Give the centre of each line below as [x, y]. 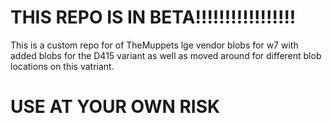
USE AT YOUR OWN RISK [115, 107]
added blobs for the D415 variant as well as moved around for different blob [166, 55]
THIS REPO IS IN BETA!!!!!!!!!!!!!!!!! [153, 17]
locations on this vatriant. [62, 66]
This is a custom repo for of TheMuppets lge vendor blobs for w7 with [154, 45]
